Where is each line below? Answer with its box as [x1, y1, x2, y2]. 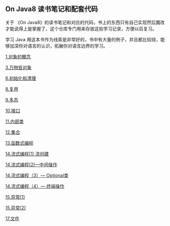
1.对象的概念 [5, 53, 31, 59]
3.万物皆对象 [5, 64, 32, 70]
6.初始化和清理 [5, 75, 37, 81]
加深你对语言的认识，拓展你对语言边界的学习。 [9, 43, 108, 49]
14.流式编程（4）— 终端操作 [5, 183, 65, 189]
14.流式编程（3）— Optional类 [5, 172, 69, 178]
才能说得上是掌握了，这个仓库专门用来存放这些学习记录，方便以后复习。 [5, 25, 157, 31]
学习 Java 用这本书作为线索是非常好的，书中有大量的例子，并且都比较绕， [5, 36, 161, 42]
